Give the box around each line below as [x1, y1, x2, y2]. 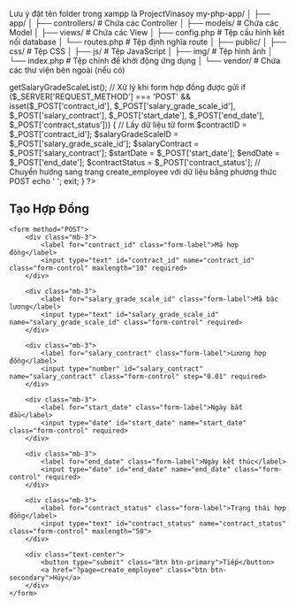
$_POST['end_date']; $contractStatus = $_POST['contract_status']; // [9, 157, 261, 167]
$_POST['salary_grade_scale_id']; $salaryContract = [9, 138, 200, 149]
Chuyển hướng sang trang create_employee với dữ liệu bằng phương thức [9, 166, 277, 177]
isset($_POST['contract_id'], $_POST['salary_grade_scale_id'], [9, 101, 236, 111]
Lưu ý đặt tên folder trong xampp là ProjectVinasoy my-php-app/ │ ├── [9, 9, 271, 19]
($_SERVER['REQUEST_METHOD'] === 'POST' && [9, 91, 192, 102]
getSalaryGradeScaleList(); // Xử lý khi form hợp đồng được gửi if [9, 82, 246, 92]
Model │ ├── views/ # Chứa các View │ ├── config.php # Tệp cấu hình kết [9, 27, 285, 37]
